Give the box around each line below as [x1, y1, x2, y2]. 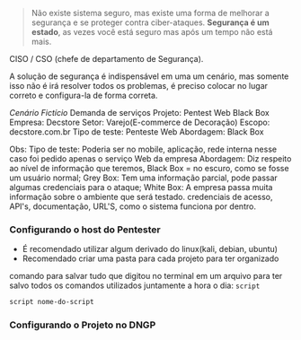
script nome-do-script [9, 298, 94, 307]
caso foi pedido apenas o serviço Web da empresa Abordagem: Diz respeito [9, 153, 292, 164]
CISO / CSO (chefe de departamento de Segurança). [9, 54, 204, 64]
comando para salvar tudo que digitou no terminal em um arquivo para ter [9, 271, 283, 282]
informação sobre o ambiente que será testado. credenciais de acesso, [9, 192, 273, 202]
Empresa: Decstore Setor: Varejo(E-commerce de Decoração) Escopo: [9, 117, 270, 127]
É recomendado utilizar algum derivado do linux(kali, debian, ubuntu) [22, 244, 279, 255]
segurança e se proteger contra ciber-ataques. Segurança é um [31, 17, 270, 28]
